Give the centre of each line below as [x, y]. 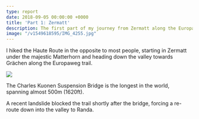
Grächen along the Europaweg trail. [49, 63]
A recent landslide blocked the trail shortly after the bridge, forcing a [90, 104]
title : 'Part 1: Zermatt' [38, 22]
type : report [22, 12]
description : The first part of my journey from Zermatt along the [91, 28]
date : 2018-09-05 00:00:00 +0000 [47, 17]
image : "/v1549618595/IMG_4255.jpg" [51, 34]
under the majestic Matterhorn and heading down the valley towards [90, 57]
